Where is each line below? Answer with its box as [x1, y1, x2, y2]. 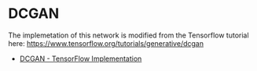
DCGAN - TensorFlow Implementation [19, 54, 142, 63]
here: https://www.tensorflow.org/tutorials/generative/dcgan [8, 38, 204, 48]
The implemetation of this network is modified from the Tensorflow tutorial [8, 30, 249, 40]
